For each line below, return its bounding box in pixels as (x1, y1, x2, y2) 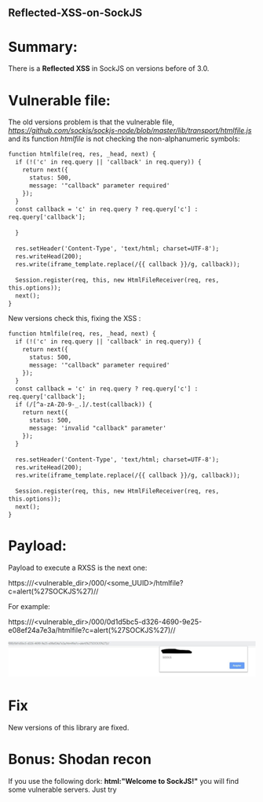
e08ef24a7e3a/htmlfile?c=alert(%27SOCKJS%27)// (8, 626, 176, 635)
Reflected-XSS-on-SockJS (8, 6, 143, 20)
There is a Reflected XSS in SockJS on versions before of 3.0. (8, 64, 210, 73)
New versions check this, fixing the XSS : (8, 314, 141, 323)
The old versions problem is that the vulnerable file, (8, 117, 175, 127)
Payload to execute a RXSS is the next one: (8, 563, 148, 573)
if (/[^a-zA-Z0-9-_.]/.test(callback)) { (15, 401, 153, 408)
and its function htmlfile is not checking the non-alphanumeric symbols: (8, 134, 241, 144)
